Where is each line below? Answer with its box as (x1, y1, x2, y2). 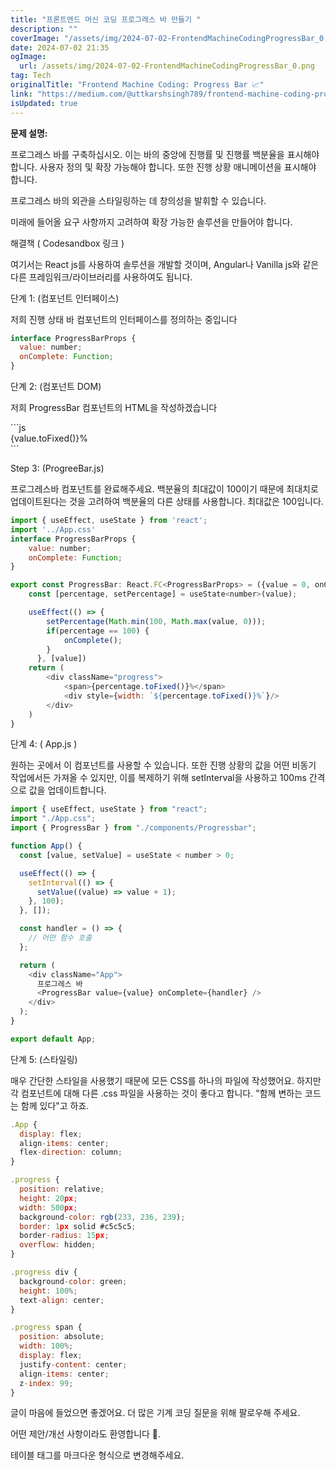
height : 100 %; (19, 1286, 78, 1296)
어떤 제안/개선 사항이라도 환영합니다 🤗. (10, 1428, 162, 1440)
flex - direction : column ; (19, 1147, 123, 1158)
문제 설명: (10, 127, 48, 139)
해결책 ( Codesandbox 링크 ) (10, 237, 125, 249)
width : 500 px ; (19, 1202, 78, 1213)
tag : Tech (10, 71, 52, 81)
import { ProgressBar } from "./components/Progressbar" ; (10, 823, 257, 833)
